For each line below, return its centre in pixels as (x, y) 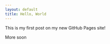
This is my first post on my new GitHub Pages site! (55, 28)
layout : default (21, 9)
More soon (16, 37)
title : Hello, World (26, 14)
